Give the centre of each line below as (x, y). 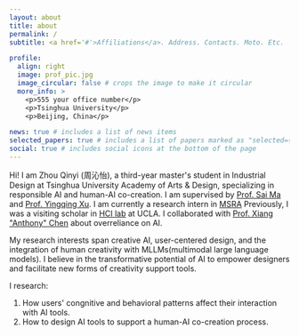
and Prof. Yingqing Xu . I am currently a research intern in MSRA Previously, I (149, 204)
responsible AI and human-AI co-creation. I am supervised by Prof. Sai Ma (145, 194)
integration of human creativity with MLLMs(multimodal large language (139, 249)
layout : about (36, 17)
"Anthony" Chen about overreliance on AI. (86, 222)
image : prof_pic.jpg (55, 75)
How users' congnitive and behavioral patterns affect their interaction (149, 302)
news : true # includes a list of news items (93, 132)
